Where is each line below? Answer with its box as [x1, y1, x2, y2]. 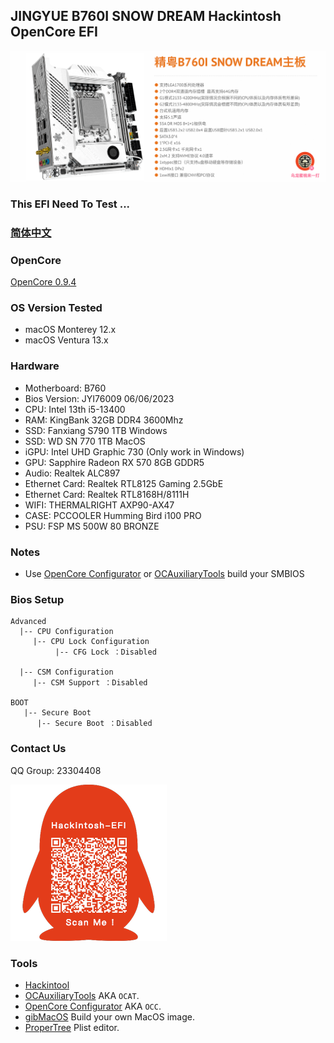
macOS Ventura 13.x [24, 334, 109, 346]
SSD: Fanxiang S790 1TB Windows [24, 424, 168, 436]
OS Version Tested [10, 301, 103, 315]
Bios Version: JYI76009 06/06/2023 [24, 392, 175, 404]
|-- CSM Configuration [19, 667, 114, 678]
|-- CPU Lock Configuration [32, 637, 150, 647]
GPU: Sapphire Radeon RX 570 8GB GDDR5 [24, 456, 205, 468]
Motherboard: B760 [24, 382, 107, 394]
